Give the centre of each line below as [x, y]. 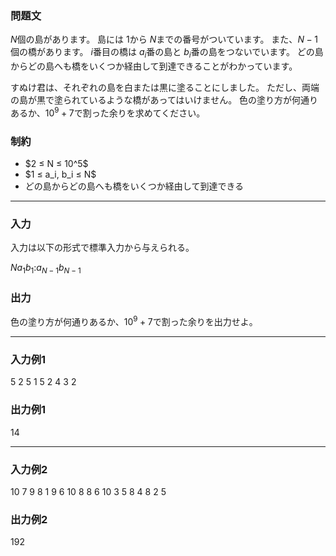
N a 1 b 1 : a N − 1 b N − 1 [46, 269]
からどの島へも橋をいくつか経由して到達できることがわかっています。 [154, 66]
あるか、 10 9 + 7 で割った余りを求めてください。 [108, 112]
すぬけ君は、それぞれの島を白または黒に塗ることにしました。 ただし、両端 [165, 88]
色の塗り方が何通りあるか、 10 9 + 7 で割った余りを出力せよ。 [134, 321]
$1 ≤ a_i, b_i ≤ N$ [60, 174]
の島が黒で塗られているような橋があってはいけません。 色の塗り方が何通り [164, 100]
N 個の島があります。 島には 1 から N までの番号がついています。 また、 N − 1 [164, 39]
